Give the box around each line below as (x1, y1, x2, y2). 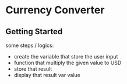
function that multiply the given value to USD (13, 59, 122, 66)
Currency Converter (5, 3, 105, 17)
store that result (13, 65, 52, 72)
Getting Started (5, 27, 63, 36)
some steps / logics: (5, 42, 54, 49)
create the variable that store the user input (13, 53, 118, 60)
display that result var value (13, 72, 81, 78)
